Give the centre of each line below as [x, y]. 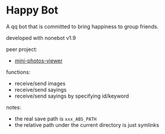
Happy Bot [32, 10]
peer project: [22, 49]
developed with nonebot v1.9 [41, 38]
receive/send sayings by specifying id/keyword [72, 96]
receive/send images [40, 83]
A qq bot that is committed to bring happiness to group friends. [82, 26]
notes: [14, 107]
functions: [18, 72]
